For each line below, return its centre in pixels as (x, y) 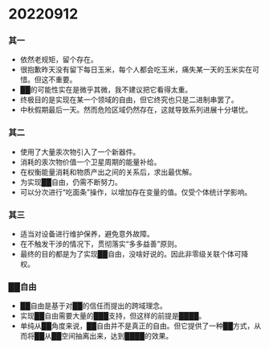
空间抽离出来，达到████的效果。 (117, 336)
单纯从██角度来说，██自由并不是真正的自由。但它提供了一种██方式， (137, 326)
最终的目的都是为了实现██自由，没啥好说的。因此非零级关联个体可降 (134, 254)
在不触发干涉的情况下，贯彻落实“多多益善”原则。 (101, 244)
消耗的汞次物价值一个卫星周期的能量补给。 (90, 162)
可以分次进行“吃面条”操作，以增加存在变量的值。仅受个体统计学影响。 (136, 192)
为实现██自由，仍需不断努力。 (71, 182)
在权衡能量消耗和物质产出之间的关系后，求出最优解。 (108, 172)
